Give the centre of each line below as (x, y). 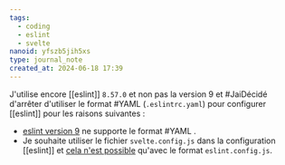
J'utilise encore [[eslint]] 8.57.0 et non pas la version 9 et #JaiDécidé (138, 94)
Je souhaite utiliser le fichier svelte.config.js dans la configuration (149, 141)
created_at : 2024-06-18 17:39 (66, 69)
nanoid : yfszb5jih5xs (50, 52)
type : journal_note (46, 60)
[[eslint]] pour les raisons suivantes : (77, 113)
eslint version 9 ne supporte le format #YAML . (109, 131)
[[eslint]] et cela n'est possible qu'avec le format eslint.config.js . (147, 150)
